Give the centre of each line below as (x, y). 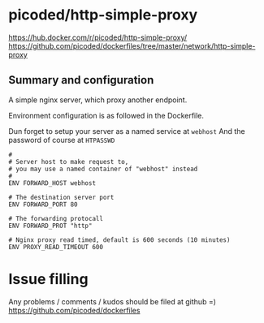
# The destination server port (61, 197)
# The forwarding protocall (56, 218)
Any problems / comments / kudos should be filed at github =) (113, 301)
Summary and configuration (81, 80)
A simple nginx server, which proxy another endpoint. (98, 100)
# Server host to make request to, (69, 161)
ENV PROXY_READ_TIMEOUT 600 (56, 247)
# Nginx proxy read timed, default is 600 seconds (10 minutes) (119, 240)
